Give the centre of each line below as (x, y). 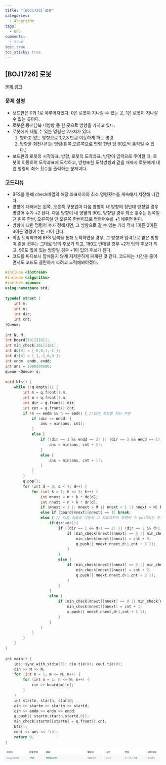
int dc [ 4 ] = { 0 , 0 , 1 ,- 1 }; (33, 351)
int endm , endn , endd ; (28, 361)
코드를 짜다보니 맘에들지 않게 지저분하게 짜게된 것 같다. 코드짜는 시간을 (80, 256)
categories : (17, 16)
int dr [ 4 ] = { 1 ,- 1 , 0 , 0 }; (33, 356)
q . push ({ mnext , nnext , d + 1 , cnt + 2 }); (116, 575)
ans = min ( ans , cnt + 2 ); (76, 445)
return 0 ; (24, 737)
